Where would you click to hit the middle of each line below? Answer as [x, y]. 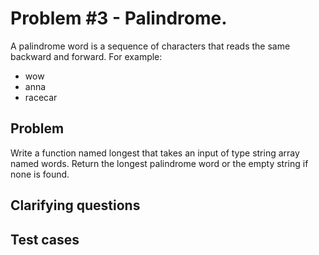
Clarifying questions [75, 205]
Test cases [45, 239]
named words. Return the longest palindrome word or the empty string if [159, 163]
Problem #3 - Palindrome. [119, 18]
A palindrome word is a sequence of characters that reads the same [150, 46]
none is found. [40, 174]
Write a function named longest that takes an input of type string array [155, 153]
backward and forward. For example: [86, 56]
